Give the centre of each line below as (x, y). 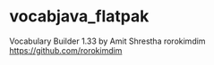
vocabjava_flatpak (79, 16)
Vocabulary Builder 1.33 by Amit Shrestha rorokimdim (107, 41)
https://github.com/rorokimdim (66, 50)
